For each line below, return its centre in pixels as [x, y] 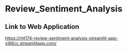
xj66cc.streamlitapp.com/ [31, 43]
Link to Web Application [42, 27]
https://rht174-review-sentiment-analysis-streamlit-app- [62, 38]
